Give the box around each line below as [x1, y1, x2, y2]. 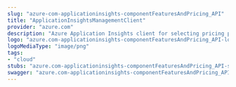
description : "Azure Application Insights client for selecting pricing [7, 29, 225, 37]
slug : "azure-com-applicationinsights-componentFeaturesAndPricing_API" [7, 10, 225, 18]
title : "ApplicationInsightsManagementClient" [7, 17, 146, 24]
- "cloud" [7, 56, 37, 63]
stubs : [7, 62, 27, 69]
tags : [7, 50, 23, 57]
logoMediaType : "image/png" [7, 43, 90, 50]
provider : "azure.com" [7, 23, 74, 30]
